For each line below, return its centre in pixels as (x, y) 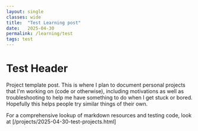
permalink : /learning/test (40, 34)
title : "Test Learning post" (44, 23)
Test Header (37, 68)
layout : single (25, 12)
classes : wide (24, 17)
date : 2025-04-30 (30, 28)
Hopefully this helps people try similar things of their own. (77, 104)
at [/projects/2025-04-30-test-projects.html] (61, 122)
